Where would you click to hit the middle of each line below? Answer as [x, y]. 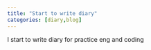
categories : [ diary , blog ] [44, 20]
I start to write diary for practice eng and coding [75, 39]
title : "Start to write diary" [52, 13]
